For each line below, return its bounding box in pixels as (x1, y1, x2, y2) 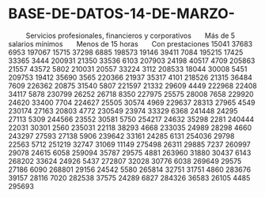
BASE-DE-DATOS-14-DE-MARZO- (8, 5, 236, 23)
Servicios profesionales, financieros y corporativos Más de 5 (25, 31, 236, 40)
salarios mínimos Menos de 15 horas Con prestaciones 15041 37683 (8, 39, 253, 48)
